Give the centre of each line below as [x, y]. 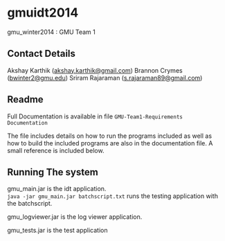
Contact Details [42, 54]
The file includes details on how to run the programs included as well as [110, 136]
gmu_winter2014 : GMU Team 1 [51, 32]
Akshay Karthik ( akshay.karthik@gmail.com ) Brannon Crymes [95, 70]
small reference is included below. [56, 150]
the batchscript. [30, 204]
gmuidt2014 [43, 13]
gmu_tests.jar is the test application [57, 231]
